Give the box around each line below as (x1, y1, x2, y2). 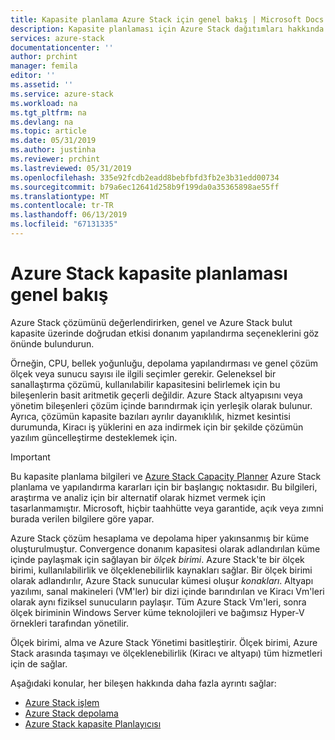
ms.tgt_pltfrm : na (10, 107, 87, 118)
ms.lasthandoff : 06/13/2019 (10, 210, 128, 220)
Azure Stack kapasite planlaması (10, 262, 288, 285)
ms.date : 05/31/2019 (10, 136, 97, 146)
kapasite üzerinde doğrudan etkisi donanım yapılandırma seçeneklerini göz (10, 327, 320, 339)
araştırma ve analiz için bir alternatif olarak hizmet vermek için (10, 491, 267, 503)
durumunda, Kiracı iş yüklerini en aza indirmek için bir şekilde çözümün (10, 421, 304, 433)
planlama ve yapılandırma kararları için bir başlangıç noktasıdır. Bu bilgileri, (10, 481, 318, 493)
